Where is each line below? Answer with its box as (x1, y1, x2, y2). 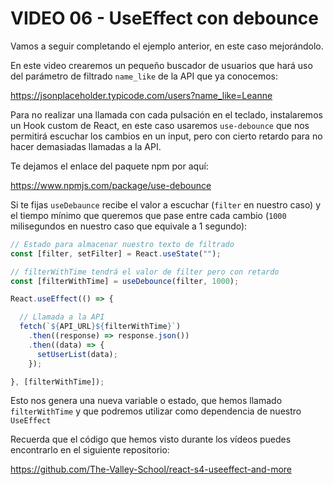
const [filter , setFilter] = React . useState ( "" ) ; (10, 248, 222, 259)
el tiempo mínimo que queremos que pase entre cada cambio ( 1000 (10, 209, 287, 221)
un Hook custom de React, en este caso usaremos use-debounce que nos (10, 119, 310, 131)
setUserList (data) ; (36, 349, 118, 359)
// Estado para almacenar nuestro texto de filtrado (10, 239, 235, 249)
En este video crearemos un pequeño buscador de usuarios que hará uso (10, 59, 313, 71)
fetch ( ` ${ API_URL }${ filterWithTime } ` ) (19, 322, 182, 332)
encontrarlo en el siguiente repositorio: (10, 444, 170, 456)
